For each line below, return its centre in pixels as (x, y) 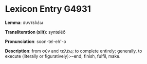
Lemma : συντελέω (24, 22)
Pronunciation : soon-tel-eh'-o (36, 41)
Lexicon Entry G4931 (48, 9)
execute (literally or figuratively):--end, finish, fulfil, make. (63, 56)
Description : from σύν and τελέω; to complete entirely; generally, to (73, 51)
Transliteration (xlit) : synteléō (35, 32)
